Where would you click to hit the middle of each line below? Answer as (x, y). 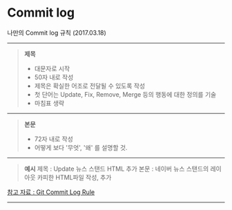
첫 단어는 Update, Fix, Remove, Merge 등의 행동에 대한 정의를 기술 (125, 94)
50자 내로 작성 (54, 77)
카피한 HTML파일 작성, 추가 (74, 177)
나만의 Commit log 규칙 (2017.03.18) (57, 32)
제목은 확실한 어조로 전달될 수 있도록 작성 (90, 86)
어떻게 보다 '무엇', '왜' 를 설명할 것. (81, 147)
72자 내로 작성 (54, 139)
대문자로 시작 (52, 68)
